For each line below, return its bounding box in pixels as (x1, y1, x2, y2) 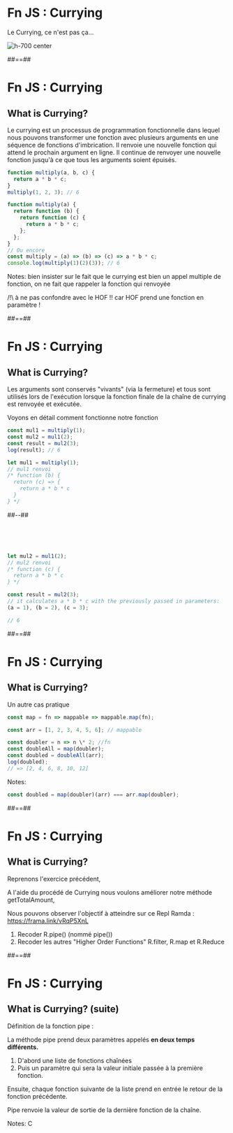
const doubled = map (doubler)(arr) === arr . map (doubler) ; (7, 791, 179, 798)
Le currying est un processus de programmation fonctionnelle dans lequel (7, 126, 220, 134)
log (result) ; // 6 (7, 446, 61, 454)
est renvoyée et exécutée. (7, 400, 82, 408)
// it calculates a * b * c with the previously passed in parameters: (7, 598, 220, 605)
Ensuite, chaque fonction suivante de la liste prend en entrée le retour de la (7, 1085, 223, 1093)
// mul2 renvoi (7, 559, 52, 566)
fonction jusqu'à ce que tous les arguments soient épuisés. (7, 155, 177, 164)
